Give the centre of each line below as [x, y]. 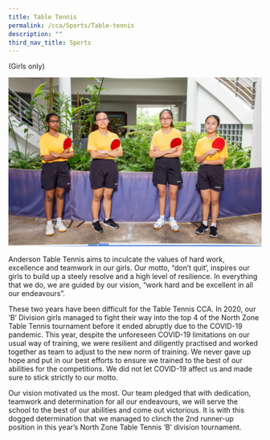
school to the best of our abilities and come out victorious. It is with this [127, 409]
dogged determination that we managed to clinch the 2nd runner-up [121, 418]
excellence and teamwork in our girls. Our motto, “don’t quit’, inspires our [129, 267]
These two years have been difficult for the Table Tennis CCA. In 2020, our [132, 309]
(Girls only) [27, 66]
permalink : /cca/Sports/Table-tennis [72, 25]
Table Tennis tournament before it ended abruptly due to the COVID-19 [125, 326]
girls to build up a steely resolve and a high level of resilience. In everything [133, 276]
